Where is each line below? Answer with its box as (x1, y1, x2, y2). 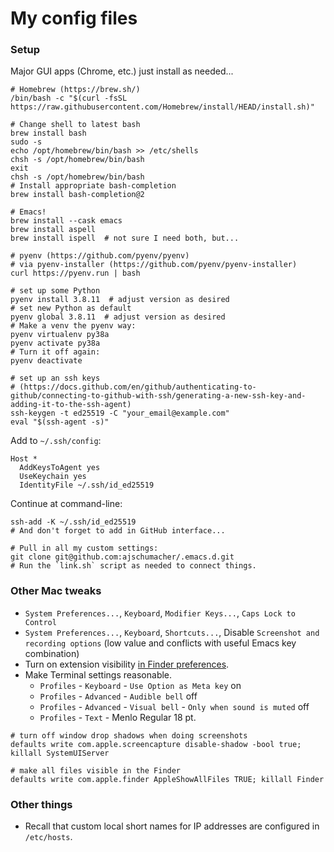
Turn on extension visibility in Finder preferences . (24, 658, 230, 670)
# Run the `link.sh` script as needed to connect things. (10, 561, 257, 571)
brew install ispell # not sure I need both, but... (10, 233, 240, 244)
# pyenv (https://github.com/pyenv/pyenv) (10, 251, 190, 261)
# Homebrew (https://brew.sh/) (10, 85, 141, 95)
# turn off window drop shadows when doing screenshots (10, 730, 248, 741)
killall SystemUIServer (10, 748, 110, 758)
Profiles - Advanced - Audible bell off (39, 690, 198, 702)
